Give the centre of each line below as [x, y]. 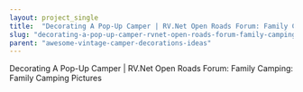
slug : [19, 34]
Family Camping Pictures [55, 78]
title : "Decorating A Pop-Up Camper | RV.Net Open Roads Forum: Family [149, 26]
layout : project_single [54, 18]
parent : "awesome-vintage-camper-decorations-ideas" [110, 43]
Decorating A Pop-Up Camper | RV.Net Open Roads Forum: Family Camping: [151, 69]
